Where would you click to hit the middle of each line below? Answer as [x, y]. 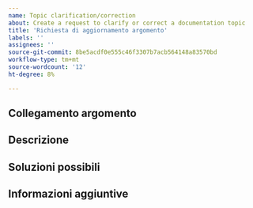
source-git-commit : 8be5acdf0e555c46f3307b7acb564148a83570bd [113, 52]
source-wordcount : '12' [47, 67]
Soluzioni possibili [54, 167]
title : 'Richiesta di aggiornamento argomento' [88, 30]
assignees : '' [32, 45]
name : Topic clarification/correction [72, 15]
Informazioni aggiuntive [68, 194]
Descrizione [39, 140]
